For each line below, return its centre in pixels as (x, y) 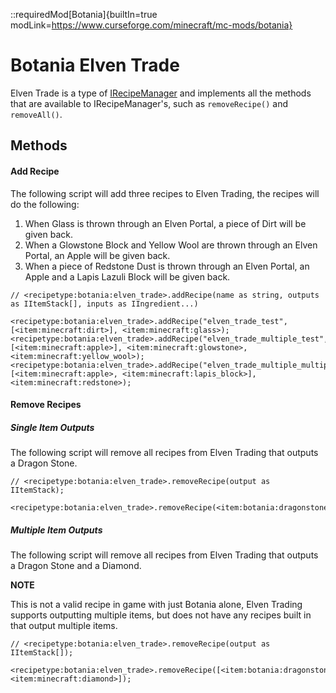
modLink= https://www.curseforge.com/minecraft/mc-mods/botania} (151, 25)
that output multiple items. (64, 626)
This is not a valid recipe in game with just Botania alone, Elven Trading (156, 605)
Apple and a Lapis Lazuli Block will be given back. (127, 276)
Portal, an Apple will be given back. (97, 255)
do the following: (45, 204)
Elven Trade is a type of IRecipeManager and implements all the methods (161, 93)
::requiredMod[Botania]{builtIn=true (84, 14)
